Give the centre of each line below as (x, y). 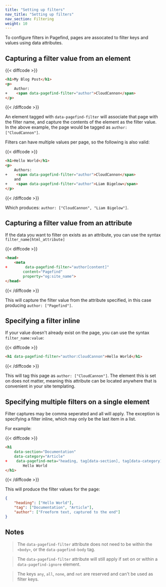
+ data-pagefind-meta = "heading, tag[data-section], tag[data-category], (85, 461)
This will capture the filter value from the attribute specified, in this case (78, 300)
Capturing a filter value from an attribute (69, 223)
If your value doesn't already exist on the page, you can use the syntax (77, 333)
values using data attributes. (34, 43)
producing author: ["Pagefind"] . (39, 305)
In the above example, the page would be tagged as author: (66, 127)
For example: (19, 429)
